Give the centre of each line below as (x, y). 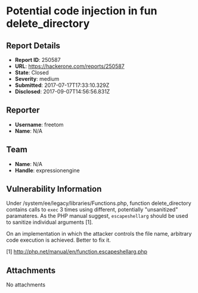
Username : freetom (39, 124)
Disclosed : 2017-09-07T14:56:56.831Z (62, 91)
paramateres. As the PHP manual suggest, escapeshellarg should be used (97, 216)
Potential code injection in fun (82, 11)
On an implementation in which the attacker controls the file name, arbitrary (99, 234)
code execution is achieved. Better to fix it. (59, 240)
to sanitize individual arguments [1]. (50, 222)
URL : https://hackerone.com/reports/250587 (70, 66)
